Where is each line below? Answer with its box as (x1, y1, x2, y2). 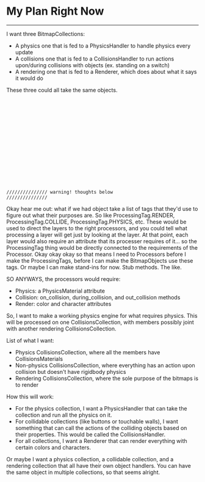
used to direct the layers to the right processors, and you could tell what (6, 224, 187, 232)
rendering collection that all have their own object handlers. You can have (6, 462, 191, 469)
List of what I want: (6, 337, 54, 344)
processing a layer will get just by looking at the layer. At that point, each (6, 231, 189, 238)
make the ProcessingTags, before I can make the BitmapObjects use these (6, 257, 193, 264)
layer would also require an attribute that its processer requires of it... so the (6, 237, 197, 245)
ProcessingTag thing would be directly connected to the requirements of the (6, 244, 198, 251)
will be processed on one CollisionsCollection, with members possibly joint (6, 318, 194, 326)
